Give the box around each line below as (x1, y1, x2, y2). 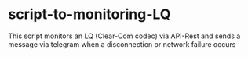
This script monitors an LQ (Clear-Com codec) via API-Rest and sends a (8, 31, 241, 41)
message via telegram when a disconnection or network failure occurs (8, 39, 236, 48)
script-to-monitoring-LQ (8, 5, 171, 23)
